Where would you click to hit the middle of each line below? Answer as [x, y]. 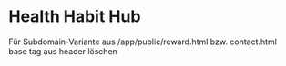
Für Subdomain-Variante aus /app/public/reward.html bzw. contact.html [143, 42]
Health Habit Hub [75, 17]
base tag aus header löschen [63, 51]
